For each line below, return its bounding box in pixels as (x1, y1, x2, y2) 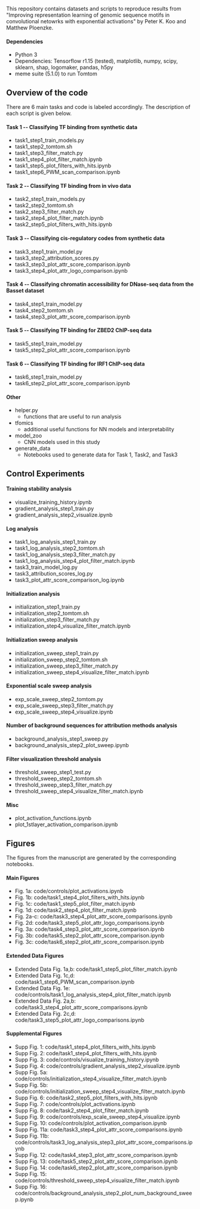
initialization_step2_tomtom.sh (14, 610, 90, 617)
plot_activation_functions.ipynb (14, 815, 91, 822)
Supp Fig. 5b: (14, 1081, 48, 1088)
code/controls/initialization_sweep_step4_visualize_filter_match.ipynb (14, 1088, 186, 1095)
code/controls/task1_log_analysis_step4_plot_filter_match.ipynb (14, 991, 171, 998)
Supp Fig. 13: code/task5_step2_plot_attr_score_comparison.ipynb (14, 1158, 178, 1165)
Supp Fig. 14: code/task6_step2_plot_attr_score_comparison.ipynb (14, 1164, 178, 1171)
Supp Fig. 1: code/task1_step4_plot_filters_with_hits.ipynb (14, 1043, 156, 1050)
